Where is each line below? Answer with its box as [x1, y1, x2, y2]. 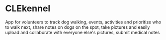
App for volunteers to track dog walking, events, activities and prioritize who [5, 19, 162, 25]
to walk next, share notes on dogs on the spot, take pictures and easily [5, 24, 150, 30]
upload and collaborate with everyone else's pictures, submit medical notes [5, 29, 160, 35]
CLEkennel [5, 3, 51, 14]
